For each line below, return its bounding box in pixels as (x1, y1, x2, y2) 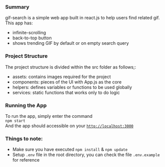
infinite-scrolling (12, 30, 46, 36)
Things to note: (5, 135, 43, 142)
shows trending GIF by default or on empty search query (12, 40, 129, 46)
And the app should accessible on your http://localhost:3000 (5, 123, 134, 129)
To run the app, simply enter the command (5, 113, 93, 119)
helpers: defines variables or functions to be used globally (12, 84, 132, 90)
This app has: (5, 20, 33, 26)
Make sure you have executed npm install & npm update (12, 147, 128, 153)
